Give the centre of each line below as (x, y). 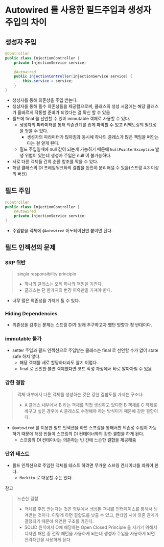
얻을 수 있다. (36, 131)
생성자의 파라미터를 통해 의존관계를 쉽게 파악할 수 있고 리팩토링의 (82, 124)
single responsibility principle (47, 273)
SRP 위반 (15, 263)
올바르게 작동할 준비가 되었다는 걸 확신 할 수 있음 (64, 112)
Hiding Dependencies (31, 313)
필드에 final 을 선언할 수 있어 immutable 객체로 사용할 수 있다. (71, 118)
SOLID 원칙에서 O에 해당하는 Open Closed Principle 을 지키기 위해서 (91, 527)
